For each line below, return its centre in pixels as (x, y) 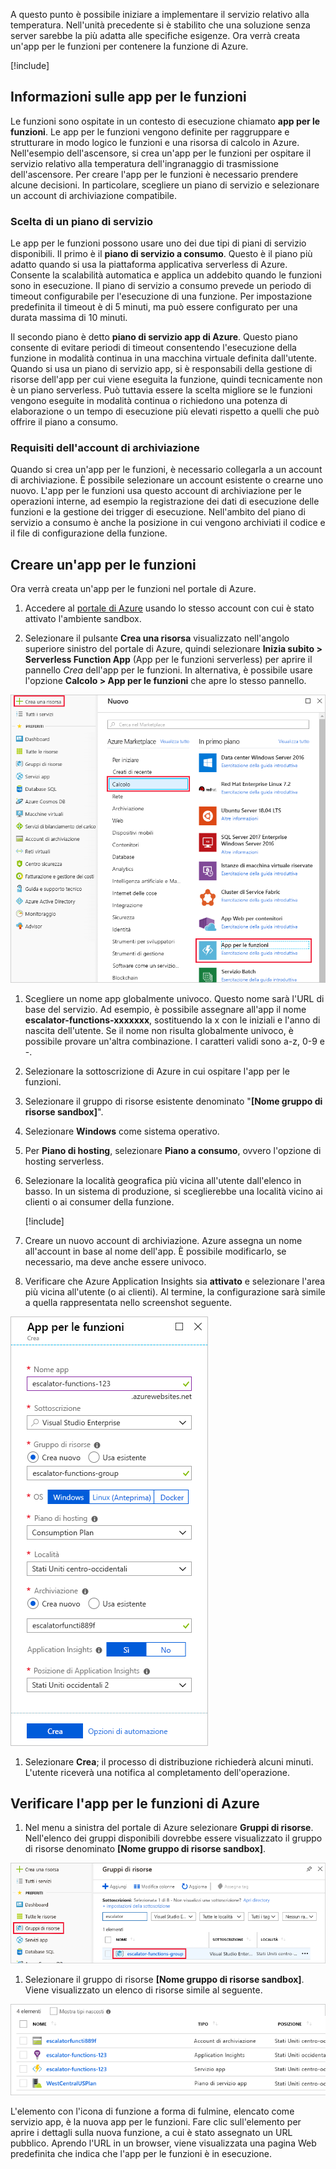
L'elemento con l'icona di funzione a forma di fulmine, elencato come (152, 2111)
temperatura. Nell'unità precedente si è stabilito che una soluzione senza (160, 25)
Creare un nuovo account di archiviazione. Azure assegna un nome (163, 1240)
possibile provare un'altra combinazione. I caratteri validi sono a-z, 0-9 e (174, 1041)
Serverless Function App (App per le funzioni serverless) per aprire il (168, 660)
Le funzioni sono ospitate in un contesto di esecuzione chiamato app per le (165, 121)
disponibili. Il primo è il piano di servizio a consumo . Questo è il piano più (161, 254)
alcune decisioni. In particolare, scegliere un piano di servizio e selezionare (165, 185)
